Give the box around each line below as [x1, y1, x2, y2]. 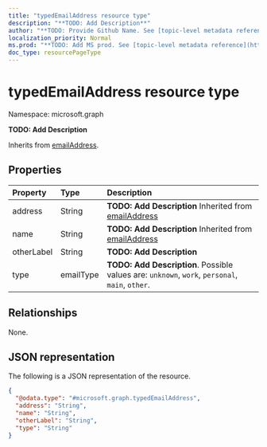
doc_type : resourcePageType [8, 49, 102, 57]
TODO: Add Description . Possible [106, 259, 234, 270]
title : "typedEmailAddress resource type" [8, 11, 151, 20]
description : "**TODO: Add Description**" [8, 19, 151, 27]
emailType [60, 269, 99, 280]
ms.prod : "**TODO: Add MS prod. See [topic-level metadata [8, 41, 208, 49]
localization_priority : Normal [8, 33, 112, 42]
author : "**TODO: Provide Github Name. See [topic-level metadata [8, 26, 233, 34]
